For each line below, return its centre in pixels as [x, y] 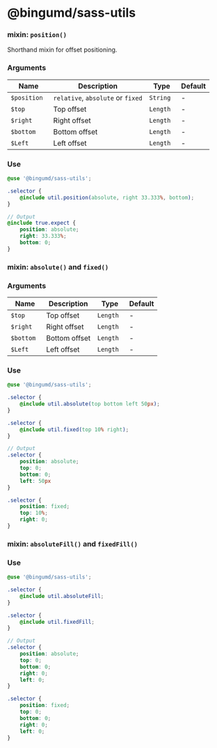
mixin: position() [37, 35]
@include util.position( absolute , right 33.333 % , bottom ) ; [107, 197]
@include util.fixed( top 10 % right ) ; [74, 429]
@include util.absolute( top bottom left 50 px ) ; [90, 404]
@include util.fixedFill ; [57, 622]
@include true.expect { [42, 223]
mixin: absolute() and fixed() [58, 267]
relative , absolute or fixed [98, 98]
